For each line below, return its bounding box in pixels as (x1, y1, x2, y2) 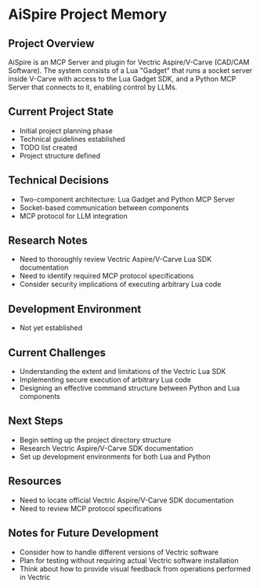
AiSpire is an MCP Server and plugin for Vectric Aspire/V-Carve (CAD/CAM (8, 57, 250, 67)
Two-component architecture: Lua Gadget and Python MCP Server (19, 194, 235, 204)
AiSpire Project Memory (8, 5, 168, 24)
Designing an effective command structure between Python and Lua (19, 383, 240, 393)
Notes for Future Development (8, 527, 159, 540)
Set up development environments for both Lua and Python (19, 452, 211, 461)
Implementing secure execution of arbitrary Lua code (19, 375, 192, 385)
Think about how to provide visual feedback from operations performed (19, 564, 251, 573)
